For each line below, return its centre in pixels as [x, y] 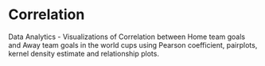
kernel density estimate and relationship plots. [84, 53]
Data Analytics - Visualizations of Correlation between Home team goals [127, 37]
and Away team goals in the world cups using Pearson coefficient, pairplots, [133, 45]
